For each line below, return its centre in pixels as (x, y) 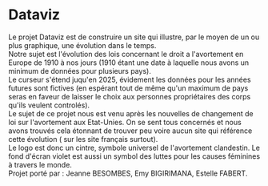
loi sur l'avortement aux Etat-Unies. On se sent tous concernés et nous (125, 122)
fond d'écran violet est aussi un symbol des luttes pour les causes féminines (134, 156)
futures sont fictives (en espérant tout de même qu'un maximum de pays (128, 88)
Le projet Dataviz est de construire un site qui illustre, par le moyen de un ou (134, 37)
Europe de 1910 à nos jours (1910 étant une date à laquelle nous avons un (129, 63)
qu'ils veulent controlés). (49, 105)
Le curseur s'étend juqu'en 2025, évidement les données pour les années (130, 79)
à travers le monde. (40, 164)
